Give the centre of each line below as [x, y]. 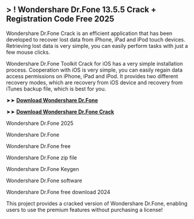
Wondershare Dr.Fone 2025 [40, 123]
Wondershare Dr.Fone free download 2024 [58, 192]
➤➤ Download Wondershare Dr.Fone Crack [60, 111]
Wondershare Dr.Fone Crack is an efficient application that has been [89, 33]
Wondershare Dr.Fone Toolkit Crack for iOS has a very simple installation [95, 63]
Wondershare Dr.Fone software [44, 181]
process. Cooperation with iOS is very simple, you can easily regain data [94, 70]
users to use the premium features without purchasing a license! [85, 210]
